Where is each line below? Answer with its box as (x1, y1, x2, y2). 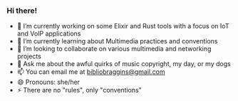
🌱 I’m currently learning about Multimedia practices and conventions (16, 37, 218, 46)
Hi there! (6, 6, 38, 16)
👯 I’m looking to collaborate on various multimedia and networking (16, 45, 212, 53)
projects (16, 52, 42, 60)
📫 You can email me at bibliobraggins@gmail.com (16, 68, 165, 76)
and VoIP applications (16, 29, 81, 38)
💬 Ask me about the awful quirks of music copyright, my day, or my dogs (16, 60, 231, 68)
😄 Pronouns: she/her (16, 78, 80, 87)
